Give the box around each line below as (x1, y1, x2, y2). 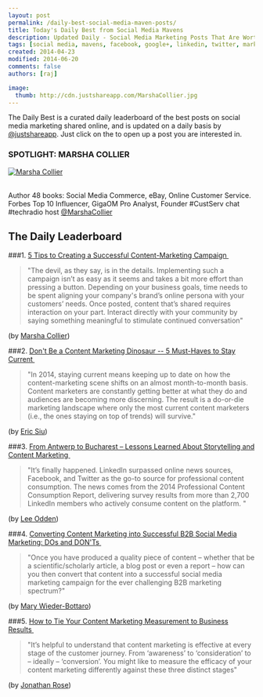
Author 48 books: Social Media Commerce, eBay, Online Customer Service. (8, 190, 252, 200)
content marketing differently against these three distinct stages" (27, 665, 237, 675)
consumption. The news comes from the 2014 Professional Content (27, 482, 245, 491)
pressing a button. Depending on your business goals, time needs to (27, 283, 248, 292)
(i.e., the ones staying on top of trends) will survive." (27, 411, 196, 421)
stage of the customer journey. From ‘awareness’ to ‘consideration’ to (27, 648, 252, 658)
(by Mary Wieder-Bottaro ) (8, 601, 92, 611)
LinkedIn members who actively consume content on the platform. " (27, 499, 247, 509)
